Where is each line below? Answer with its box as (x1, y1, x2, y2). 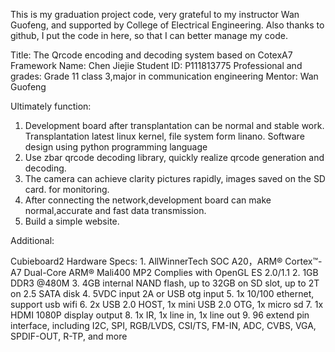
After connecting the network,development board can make (24, 194, 272, 206)
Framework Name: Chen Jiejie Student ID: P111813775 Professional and (10, 60, 303, 71)
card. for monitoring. (24, 184, 110, 195)
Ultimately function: (10, 100, 92, 112)
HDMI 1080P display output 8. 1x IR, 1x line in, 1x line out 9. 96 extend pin (10, 309, 310, 321)
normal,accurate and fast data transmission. (24, 205, 207, 216)
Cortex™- (284, 255, 323, 267)
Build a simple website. (24, 215, 120, 227)
